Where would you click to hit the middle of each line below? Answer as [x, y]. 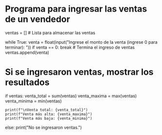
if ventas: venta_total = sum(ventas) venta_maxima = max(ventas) [71, 96]
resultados [27, 82]
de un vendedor [38, 19]
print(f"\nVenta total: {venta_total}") [47, 110]
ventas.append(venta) [27, 52]
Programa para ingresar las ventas [76, 9]
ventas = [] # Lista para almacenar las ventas [50, 33]
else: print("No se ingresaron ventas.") [44, 127]
